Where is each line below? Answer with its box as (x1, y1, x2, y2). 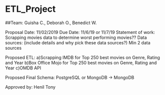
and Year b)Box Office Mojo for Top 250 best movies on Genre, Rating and (5, 60, 157, 65)
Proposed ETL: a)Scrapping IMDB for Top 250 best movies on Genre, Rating (5, 54, 160, 60)
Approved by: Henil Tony (5, 84, 56, 90)
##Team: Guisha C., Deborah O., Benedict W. (5, 20, 97, 26)
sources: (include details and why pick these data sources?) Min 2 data (5, 39, 151, 45)
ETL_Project (5, 3, 56, 15)
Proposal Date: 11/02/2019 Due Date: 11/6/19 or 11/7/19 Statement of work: (5, 29, 155, 35)
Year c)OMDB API (5, 65, 41, 71)
